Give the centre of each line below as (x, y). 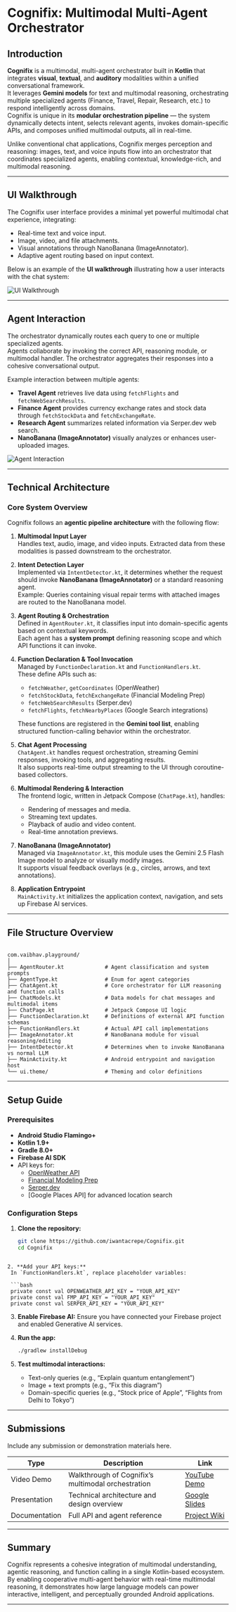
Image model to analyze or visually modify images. (91, 860)
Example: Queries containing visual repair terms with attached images (118, 594)
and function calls (36, 992)
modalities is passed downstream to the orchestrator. (94, 551)
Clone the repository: (49, 1228)
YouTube (199, 1475)
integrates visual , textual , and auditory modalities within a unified (103, 78)
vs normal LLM (28, 1053)
